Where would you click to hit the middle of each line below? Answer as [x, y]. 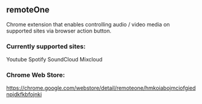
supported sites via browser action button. [59, 31]
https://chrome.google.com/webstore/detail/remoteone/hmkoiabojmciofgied [101, 88]
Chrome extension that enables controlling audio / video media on [88, 24]
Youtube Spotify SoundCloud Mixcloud [54, 60]
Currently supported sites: [46, 46]
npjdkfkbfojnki [24, 94]
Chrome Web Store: [36, 75]
